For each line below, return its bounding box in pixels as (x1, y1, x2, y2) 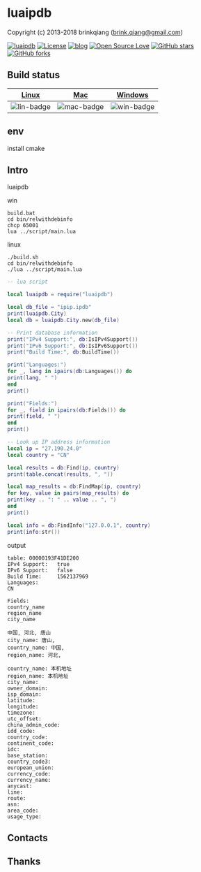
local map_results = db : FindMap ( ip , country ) (7, 484, 141, 490)
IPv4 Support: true (7, 560, 70, 567)
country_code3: (7, 758, 51, 765)
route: (7, 794, 26, 801)
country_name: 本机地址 (7, 665, 72, 672)
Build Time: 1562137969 (7, 573, 89, 580)
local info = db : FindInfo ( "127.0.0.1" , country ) (7, 522, 151, 529)
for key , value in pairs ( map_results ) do (7, 490, 129, 497)
